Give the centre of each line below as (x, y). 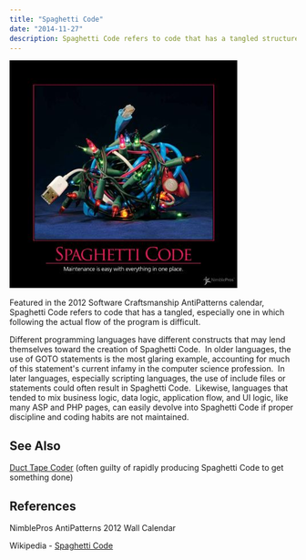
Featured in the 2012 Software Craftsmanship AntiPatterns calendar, (137, 303)
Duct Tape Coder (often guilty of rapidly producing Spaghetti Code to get (147, 468)
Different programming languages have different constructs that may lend (148, 340)
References (43, 506)
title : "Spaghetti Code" (56, 19)
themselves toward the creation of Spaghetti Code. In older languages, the (150, 350)
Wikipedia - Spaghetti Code (61, 545)
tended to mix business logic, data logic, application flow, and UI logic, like (149, 398)
